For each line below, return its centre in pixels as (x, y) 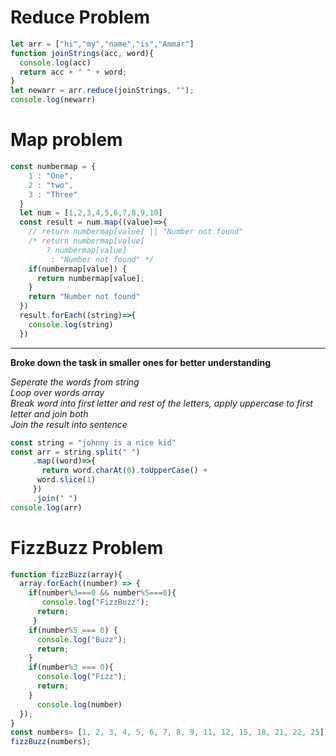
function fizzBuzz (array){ (66, 574)
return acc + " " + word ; (73, 72)
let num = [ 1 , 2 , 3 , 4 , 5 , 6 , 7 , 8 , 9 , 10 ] (91, 213)
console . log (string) (71, 324)
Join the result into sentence (69, 424)
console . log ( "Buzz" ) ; (82, 639)
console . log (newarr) (53, 100)
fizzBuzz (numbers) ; (51, 742)
